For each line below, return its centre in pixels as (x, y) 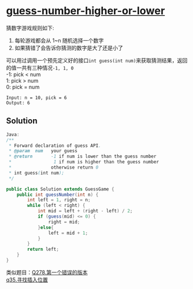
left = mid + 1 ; (68, 233)
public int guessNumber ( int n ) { (58, 195)
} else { (46, 227)
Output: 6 (18, 103)
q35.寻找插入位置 (27, 280)
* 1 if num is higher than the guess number (84, 162)
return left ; (43, 249)
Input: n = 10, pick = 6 (36, 98)
